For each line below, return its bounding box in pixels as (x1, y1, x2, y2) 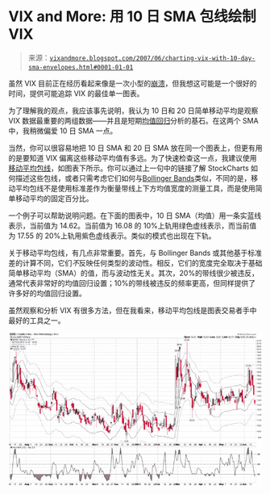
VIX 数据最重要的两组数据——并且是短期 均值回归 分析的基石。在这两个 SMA (8, 115, 260, 125)
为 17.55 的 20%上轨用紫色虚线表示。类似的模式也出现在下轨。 (8, 231, 216, 241)
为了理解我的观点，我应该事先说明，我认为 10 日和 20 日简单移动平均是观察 (8, 106, 259, 115)
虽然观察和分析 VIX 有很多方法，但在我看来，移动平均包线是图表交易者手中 (8, 305, 257, 315)
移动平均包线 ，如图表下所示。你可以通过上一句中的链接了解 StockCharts (8, 163, 250, 173)
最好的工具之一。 (8, 316, 65, 325)
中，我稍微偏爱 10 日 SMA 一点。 (8, 126, 118, 136)
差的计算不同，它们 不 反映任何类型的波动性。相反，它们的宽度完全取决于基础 (8, 257, 263, 267)
